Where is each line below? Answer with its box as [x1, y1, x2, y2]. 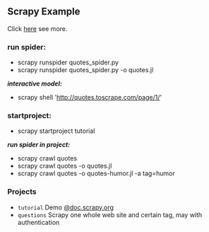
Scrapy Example [7, 6, 80, 18]
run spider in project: [7, 141, 71, 149]
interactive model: [7, 79, 62, 88]
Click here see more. [7, 24, 68, 33]
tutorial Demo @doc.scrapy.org [17, 203, 114, 211]
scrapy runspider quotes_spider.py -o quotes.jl [17, 66, 154, 74]
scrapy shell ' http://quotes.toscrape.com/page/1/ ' [17, 93, 162, 102]
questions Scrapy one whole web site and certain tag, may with [17, 210, 203, 219]
